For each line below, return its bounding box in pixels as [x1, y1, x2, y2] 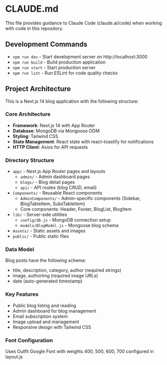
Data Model [5, 246, 35, 253]
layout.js [5, 354, 23, 360]
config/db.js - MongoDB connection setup [20, 217, 111, 223]
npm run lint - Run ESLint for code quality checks [12, 70, 118, 76]
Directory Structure [5, 156, 54, 163]
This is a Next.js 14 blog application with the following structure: [5, 98, 139, 104]
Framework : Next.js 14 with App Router [12, 122, 95, 128]
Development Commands [5, 40, 88, 49]
